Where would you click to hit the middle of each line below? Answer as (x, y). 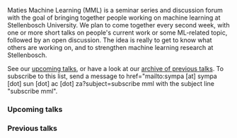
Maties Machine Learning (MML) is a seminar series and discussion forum (115, 10)
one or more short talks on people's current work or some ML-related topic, (117, 32)
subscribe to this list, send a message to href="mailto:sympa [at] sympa (112, 76)
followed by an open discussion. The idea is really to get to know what (110, 40)
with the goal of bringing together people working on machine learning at (114, 18)
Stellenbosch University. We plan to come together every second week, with (118, 25)
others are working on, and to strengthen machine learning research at (110, 48)
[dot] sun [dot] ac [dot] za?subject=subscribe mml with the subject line (111, 83)
